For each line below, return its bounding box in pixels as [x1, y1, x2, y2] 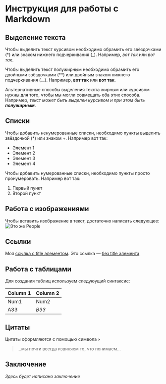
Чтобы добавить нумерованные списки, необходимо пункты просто [5, 170, 150, 176]
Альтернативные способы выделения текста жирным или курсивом [5, 87, 150, 92]
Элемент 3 [12, 155, 36, 161]
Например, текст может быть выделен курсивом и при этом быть [5, 97, 145, 103]
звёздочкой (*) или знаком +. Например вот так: [5, 135, 108, 141]
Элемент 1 [12, 145, 35, 151]
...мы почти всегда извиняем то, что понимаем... [17, 346, 121, 352]
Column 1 [7, 290, 31, 297]
